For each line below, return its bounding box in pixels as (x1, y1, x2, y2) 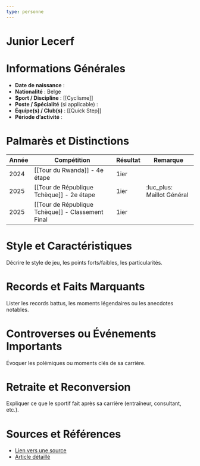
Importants (6, 339, 62, 353)
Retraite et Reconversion (6, 380, 131, 394)
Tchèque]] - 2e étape (33, 191, 95, 199)
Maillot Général (146, 191, 189, 199)
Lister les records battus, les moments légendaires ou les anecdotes (6, 299, 174, 306)
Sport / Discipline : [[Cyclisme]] (14, 94, 93, 102)
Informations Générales (6, 62, 126, 75)
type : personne (6, 8, 44, 15)
